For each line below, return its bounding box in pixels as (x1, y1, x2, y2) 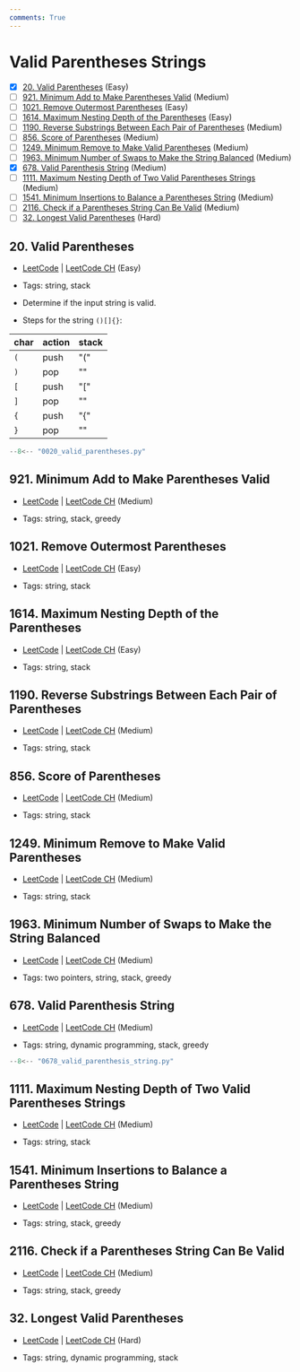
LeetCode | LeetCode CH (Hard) (21, 1334, 141, 1345)
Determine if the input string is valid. (21, 298, 157, 308)
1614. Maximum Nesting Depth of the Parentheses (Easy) (21, 111, 233, 122)
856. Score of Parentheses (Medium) (21, 132, 159, 143)
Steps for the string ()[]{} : (21, 315, 123, 326)
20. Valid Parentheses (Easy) (21, 82, 129, 92)
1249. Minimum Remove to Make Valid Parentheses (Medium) (21, 142, 249, 152)
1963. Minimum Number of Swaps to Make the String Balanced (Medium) (21, 152, 292, 162)
